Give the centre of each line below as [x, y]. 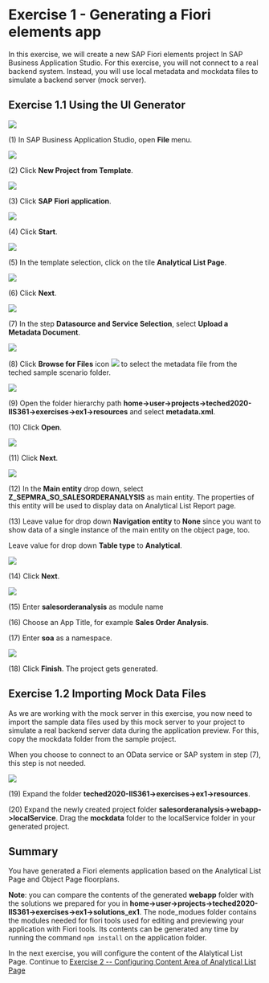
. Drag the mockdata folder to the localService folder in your [155, 817]
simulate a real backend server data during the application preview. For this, [134, 730]
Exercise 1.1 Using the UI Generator [97, 105]
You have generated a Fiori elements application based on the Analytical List [135, 871]
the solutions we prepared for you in [68, 903]
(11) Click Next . [33, 458]
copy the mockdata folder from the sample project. [92, 738]
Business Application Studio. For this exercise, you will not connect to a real [133, 63]
